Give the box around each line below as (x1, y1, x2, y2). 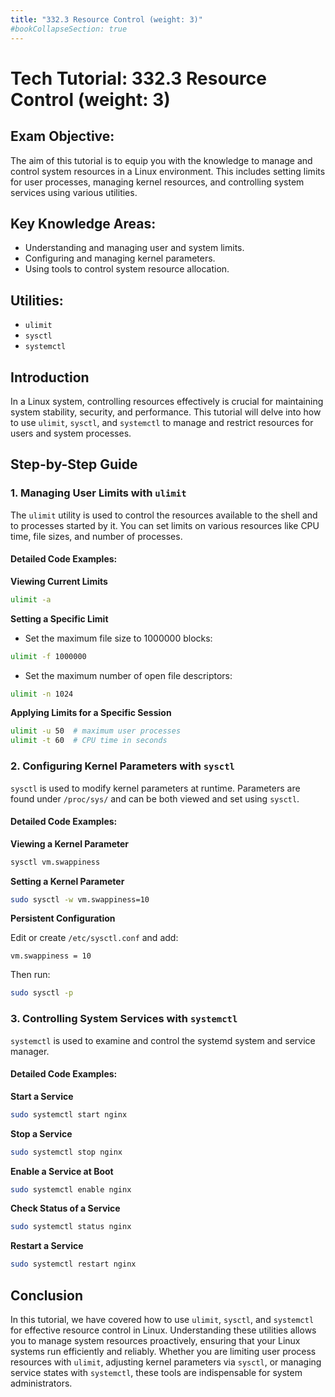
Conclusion (10, 1287, 84, 1304)
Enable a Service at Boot (10, 1165, 114, 1177)
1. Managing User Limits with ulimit (10, 486, 187, 500)
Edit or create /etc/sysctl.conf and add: (10, 932, 179, 944)
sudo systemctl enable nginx (10, 1184, 132, 1195)
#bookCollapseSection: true (10, 24, 128, 34)
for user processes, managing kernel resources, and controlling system (10, 176, 305, 188)
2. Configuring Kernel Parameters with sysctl (10, 759, 235, 773)
